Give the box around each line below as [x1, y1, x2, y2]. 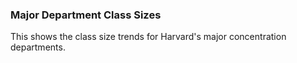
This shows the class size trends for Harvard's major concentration [10, 31, 287, 43]
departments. [10, 41, 66, 53]
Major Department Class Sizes [10, 8, 162, 22]
